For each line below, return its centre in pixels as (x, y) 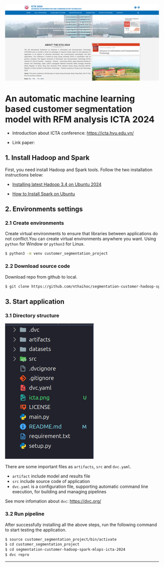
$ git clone (17, 286)
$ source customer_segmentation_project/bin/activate (61, 539)
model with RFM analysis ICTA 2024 (80, 120)
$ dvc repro (17, 555)
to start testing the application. (36, 530)
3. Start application (35, 301)
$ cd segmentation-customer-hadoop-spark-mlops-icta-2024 (65, 550)
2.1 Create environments (35, 223)
